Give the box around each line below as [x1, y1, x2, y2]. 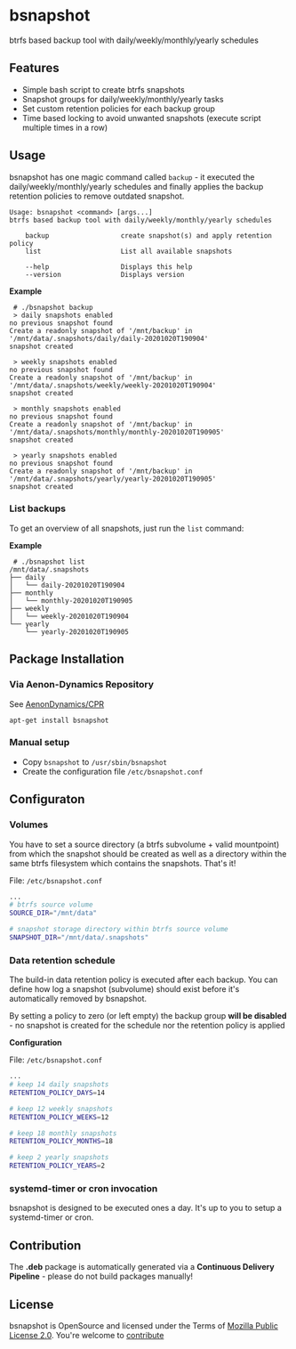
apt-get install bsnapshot [9, 716, 109, 725]
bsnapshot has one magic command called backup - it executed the [9, 171, 255, 183]
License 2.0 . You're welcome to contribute [9, 1330, 164, 1340]
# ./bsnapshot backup [12, 303, 93, 312]
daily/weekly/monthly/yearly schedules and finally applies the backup [9, 181, 264, 191]
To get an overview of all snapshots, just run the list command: [9, 523, 244, 533]
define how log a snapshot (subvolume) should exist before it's [9, 984, 240, 995]
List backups [9, 502, 67, 515]
